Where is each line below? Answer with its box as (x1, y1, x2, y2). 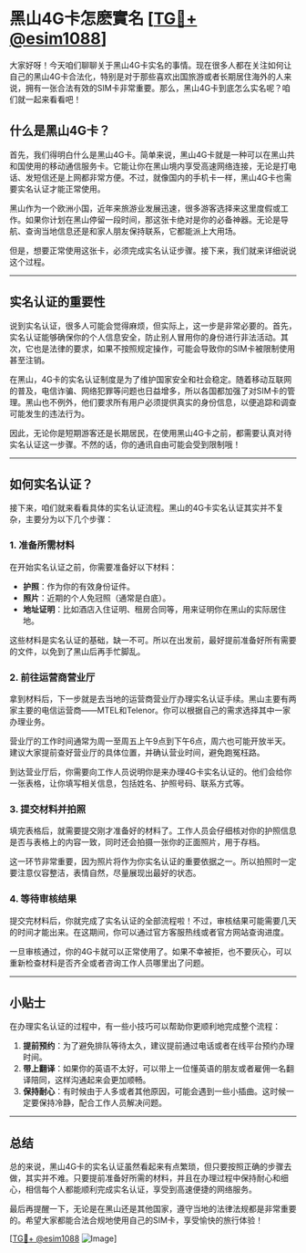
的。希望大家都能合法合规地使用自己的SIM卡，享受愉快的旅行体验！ (9, 1215, 264, 1226)
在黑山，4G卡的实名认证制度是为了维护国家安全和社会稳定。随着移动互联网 (9, 373, 292, 384)
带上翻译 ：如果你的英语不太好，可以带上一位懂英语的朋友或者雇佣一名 (22, 1063, 287, 1074)
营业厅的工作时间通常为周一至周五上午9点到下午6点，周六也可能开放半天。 (9, 736, 291, 747)
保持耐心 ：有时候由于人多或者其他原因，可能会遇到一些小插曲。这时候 (22, 1086, 287, 1097)
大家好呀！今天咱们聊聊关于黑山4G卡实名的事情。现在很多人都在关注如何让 (9, 59, 292, 70)
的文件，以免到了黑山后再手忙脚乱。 (9, 645, 146, 657)
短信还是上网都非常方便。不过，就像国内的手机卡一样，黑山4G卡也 (33, 172, 284, 183)
